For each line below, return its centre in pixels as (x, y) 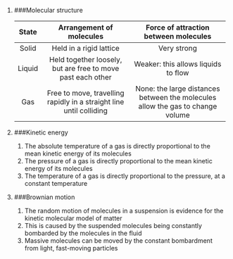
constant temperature (56, 183)
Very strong (177, 48)
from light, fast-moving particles (71, 248)
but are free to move (86, 68)
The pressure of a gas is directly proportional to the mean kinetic (118, 161)
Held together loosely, (86, 59)
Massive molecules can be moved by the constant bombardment (118, 241)
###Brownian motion (44, 197)
